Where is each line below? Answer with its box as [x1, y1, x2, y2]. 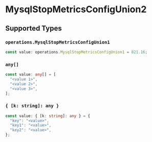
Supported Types [5, 24, 62, 33]
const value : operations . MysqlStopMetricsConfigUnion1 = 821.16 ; [5, 50, 147, 55]
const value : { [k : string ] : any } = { [5, 113, 91, 119]
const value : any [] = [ [5, 72, 56, 77]
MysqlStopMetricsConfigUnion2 [5, 4, 147, 15]
